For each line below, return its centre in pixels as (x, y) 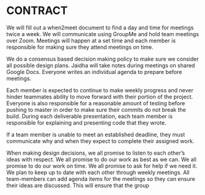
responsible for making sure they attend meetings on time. (80, 47)
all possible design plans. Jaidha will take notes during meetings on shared (101, 65)
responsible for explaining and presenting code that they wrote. (86, 122)
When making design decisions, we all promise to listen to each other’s (96, 153)
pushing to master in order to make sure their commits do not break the (96, 109)
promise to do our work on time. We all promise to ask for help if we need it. (102, 166)
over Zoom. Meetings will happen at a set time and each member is (91, 40)
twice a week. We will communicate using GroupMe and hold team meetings (103, 34)
